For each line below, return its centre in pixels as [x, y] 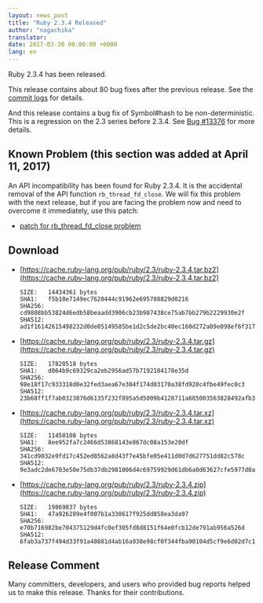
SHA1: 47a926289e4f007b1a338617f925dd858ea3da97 [104, 514]
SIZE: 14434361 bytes [58, 292]
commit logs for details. [46, 98]
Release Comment [54, 566]
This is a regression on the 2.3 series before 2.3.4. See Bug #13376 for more [131, 121]
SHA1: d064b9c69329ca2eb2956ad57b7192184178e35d [104, 371]
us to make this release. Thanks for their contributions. [97, 593]
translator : [27, 37]
